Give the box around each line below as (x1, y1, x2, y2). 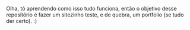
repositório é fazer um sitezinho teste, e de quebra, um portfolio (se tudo (6, 11, 184, 18)
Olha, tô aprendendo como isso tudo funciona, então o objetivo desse (6, 5, 177, 12)
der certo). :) (6, 18, 37, 24)
